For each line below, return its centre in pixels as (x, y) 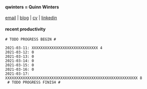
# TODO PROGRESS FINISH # (34, 83)
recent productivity (25, 29)
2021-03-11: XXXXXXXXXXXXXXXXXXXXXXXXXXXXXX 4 (54, 48)
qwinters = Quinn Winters (32, 7)
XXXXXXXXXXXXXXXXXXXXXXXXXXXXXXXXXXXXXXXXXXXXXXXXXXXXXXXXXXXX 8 (73, 78)
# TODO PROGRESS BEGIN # (31, 39)
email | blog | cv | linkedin (31, 18)
